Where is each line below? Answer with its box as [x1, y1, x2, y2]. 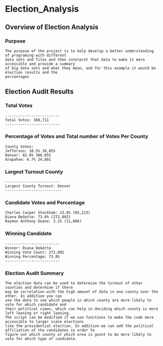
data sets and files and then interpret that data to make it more [5, 57, 145, 62]
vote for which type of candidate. [5, 336, 78, 342]
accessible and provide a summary [5, 61, 76, 66]
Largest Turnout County [5, 168, 63, 175]
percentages [5, 74, 29, 79]
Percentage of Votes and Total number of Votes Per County [5, 133, 148, 140]
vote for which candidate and [5, 302, 67, 307]
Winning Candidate [5, 230, 52, 237]
